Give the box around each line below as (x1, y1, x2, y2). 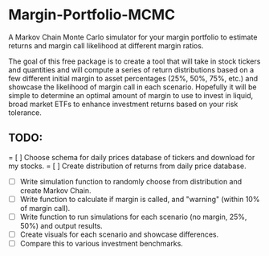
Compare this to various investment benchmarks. (19, 239, 183, 248)
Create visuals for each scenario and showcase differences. (19, 229, 219, 239)
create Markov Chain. (19, 185, 92, 195)
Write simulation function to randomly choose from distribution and (19, 176, 243, 186)
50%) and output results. (19, 221, 103, 230)
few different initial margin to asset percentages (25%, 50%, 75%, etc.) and (8, 73, 259, 83)
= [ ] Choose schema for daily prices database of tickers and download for (8, 152, 255, 162)
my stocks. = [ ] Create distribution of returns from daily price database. (8, 161, 247, 171)
